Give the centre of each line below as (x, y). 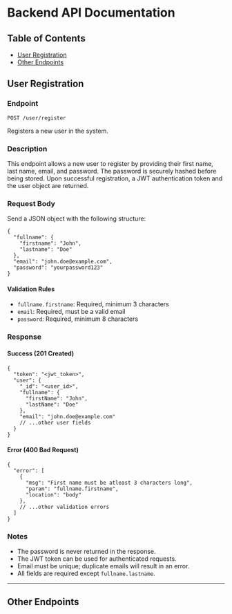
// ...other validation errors (65, 507)
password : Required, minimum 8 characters (78, 319)
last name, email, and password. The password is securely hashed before (112, 171)
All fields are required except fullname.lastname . (86, 574)
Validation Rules (31, 289)
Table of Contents (47, 38)
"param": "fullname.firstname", (72, 489)
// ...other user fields (55, 422)
